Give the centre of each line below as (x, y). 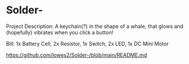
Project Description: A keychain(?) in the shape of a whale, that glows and (95, 26)
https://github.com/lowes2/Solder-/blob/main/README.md (77, 55)
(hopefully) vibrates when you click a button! (60, 32)
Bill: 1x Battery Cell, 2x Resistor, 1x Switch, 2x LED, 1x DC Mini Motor (87, 44)
